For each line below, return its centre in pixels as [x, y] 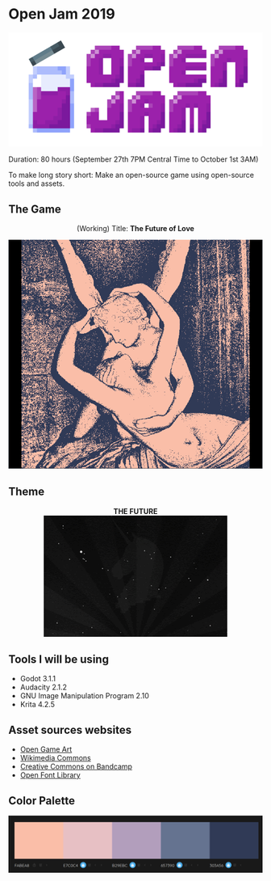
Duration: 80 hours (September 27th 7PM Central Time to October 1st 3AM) [133, 159]
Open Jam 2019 [62, 14]
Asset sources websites [70, 729]
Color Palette [42, 801]
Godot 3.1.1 [38, 679]
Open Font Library [50, 775]
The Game [35, 209]
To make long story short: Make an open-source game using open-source [131, 175]
